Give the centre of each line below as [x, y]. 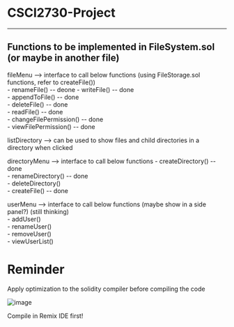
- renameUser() [30, 226]
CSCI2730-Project [62, 13]
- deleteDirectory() [34, 183]
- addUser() [24, 219]
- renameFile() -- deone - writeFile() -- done [71, 89]
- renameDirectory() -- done [48, 176]
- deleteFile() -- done [38, 104]
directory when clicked [40, 147]
